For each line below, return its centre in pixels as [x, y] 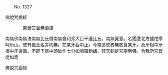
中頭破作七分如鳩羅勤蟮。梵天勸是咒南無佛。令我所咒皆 [106, 51]
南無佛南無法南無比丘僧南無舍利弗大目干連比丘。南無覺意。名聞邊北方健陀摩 [84, 38]
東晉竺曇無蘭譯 [38, 28]
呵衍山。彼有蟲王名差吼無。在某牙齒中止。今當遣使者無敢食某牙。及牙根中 [82, 45]
